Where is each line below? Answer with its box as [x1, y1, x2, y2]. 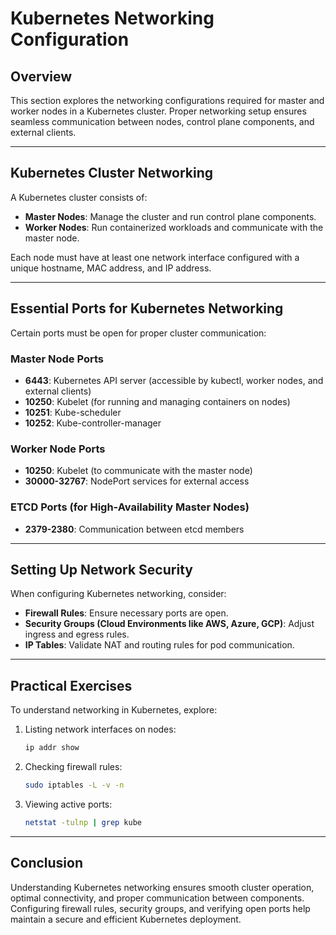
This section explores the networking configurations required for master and [10, 95, 325, 106]
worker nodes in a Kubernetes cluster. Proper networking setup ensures [10, 105, 307, 117]
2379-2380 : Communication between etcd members [24, 523, 245, 535]
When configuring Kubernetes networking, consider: [10, 588, 227, 600]
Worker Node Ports [10, 442, 106, 456]
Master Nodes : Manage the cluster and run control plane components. [24, 210, 317, 222]
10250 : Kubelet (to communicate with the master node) [24, 465, 253, 477]
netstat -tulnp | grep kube [24, 817, 142, 827]
